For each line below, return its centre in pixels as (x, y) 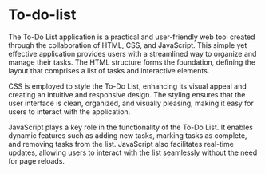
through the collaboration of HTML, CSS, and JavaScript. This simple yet (128, 45)
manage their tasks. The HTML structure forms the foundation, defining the (132, 62)
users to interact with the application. (69, 111)
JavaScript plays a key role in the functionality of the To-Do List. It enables (131, 127)
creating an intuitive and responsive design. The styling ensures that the (127, 94)
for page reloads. (37, 160)
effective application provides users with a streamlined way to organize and (132, 53)
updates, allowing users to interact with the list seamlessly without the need (133, 152)
